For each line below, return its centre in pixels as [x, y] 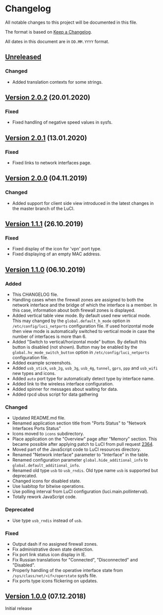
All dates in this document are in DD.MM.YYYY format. [57, 41]
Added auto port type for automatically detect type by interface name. [83, 378]
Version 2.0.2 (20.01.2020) [48, 98]
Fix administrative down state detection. [53, 549]
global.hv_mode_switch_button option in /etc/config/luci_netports [81, 352]
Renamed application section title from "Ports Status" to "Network [79, 423]
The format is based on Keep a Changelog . [49, 32]
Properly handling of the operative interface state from [67, 570]
